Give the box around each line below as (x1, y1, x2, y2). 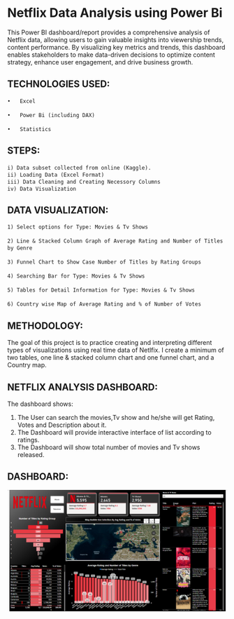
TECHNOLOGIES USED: (7, 79, 110, 90)
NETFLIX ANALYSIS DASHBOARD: (7, 381, 159, 393)
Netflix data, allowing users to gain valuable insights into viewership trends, (7, 35, 224, 43)
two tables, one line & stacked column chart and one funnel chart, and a (7, 353, 214, 362)
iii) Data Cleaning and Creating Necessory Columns (7, 178, 161, 185)
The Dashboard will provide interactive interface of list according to (17, 428, 212, 436)
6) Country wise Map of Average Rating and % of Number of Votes (7, 301, 201, 308)
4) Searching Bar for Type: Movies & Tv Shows (7, 273, 145, 280)
